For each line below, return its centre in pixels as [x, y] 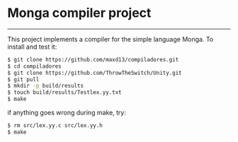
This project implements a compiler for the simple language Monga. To [110, 39]
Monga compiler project [79, 13]
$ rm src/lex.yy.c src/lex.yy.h [55, 126]
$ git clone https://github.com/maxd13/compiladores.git [93, 59]
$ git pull [23, 79]
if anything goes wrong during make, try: [67, 113]
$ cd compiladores [34, 66]
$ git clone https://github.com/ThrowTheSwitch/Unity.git [95, 73]
